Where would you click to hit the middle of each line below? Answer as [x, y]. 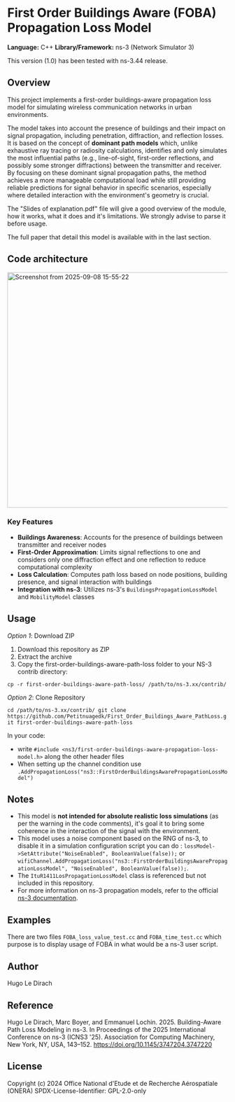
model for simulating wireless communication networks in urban [100, 107]
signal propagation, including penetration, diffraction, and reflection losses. [115, 135]
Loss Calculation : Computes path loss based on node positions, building [122, 574]
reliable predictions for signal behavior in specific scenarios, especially [109, 188]
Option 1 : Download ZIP [41, 636]
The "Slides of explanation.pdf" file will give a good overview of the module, [117, 209]
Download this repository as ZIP [63, 649]
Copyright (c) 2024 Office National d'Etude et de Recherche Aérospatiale [113, 1083]
